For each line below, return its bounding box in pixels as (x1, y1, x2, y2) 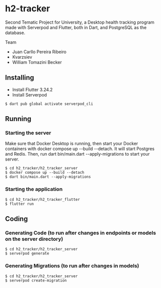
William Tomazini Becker (12, 59, 62, 65)
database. (5, 30, 26, 35)
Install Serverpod (12, 92, 47, 97)
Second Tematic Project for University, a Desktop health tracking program (5, 19, 155, 25)
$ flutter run (5, 201, 34, 206)
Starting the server (5, 129, 52, 136)
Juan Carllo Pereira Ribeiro (12, 49, 67, 55)
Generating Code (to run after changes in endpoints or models (5, 229, 156, 236)
